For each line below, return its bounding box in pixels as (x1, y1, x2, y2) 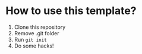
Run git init (14, 36, 47, 43)
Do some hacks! (14, 42, 54, 49)
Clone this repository (14, 23, 66, 31)
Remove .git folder (14, 29, 59, 36)
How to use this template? (5, 4, 137, 18)
